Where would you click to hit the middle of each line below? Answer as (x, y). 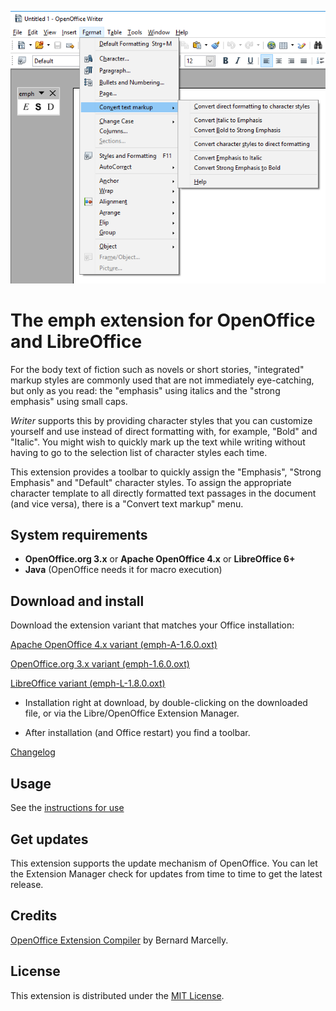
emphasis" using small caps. (69, 401)
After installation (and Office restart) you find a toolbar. (137, 733)
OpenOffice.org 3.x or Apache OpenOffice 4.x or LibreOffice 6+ (160, 559)
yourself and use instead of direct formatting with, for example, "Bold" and (164, 431)
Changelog (33, 752)
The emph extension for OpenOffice (163, 320)
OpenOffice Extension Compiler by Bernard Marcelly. (119, 940)
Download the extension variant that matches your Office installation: (152, 625)
